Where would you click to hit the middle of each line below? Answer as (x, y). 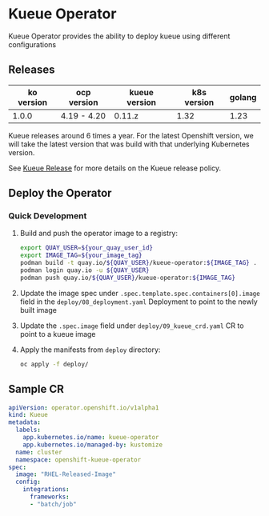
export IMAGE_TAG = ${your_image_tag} (81, 256)
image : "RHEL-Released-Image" (66, 474)
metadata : (25, 422)
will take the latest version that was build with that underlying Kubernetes (129, 144)
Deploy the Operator (60, 193)
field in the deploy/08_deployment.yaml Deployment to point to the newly (139, 302)
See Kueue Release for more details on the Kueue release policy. (115, 168)
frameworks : (49, 497)
